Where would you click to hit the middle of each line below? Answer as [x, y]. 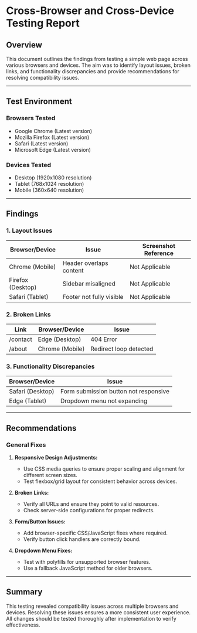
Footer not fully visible [93, 297]
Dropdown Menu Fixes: [43, 550]
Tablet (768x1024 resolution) [49, 183]
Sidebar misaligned [89, 284]
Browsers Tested [31, 118]
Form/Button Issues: [40, 521]
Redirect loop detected [122, 349]
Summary [24, 592]
